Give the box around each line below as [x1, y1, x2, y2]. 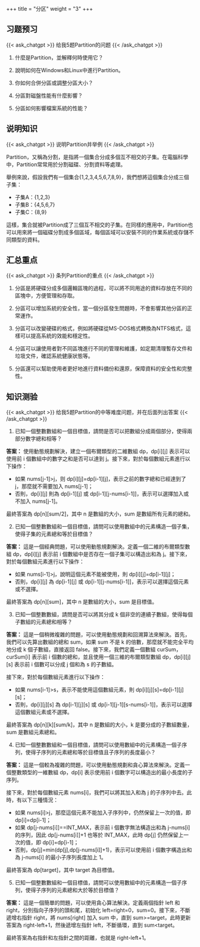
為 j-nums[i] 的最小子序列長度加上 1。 [14, 854, 107, 861]
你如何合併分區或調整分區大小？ [14, 79, 93, 86]
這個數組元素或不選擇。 [14, 709, 73, 716]
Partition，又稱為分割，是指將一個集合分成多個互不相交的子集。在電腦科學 [6, 153, 189, 160]
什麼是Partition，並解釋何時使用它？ [14, 54, 104, 61]
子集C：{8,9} [14, 208, 47, 216]
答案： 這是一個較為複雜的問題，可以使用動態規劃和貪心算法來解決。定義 [6, 762, 185, 769]
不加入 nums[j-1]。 [14, 498, 61, 505]
